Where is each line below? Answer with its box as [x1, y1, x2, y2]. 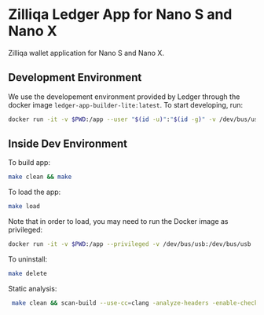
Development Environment [8, 71, 142, 84]
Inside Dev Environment [8, 137, 128, 151]
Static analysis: [8, 284, 57, 293]
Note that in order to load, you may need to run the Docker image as [8, 217, 229, 226]
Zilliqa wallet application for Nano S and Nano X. [8, 48, 165, 57]
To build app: [8, 158, 51, 167]
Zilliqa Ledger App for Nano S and [8, 5, 233, 24]
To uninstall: [8, 255, 48, 264]
